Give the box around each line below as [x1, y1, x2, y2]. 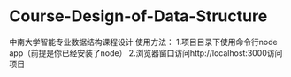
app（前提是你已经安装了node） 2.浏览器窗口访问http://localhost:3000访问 [9, 47, 283, 58]
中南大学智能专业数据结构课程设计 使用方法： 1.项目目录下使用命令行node [9, 36, 279, 47]
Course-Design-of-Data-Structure [9, 6, 268, 27]
